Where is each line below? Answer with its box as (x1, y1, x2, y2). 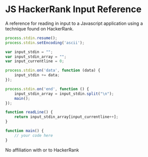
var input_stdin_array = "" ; (5, 54, 67, 59)
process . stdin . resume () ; (5, 35, 58, 41)
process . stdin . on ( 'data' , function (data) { (5, 68, 101, 73)
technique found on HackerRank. (5, 25, 74, 31)
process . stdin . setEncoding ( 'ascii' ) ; (5, 40, 85, 45)
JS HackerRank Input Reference (5, 4, 142, 15)
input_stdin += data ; (14, 72, 60, 78)
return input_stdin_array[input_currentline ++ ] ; (14, 114, 119, 120)
